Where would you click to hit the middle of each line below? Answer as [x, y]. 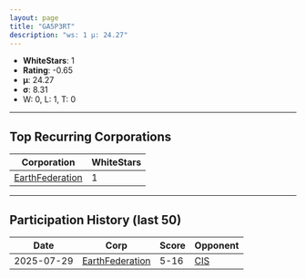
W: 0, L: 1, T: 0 [49, 99]
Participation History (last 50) [96, 220]
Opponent [217, 245]
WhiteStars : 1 [48, 61]
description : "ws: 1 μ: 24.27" [69, 35]
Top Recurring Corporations [91, 136]
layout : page [34, 18]
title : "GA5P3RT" [42, 26]
